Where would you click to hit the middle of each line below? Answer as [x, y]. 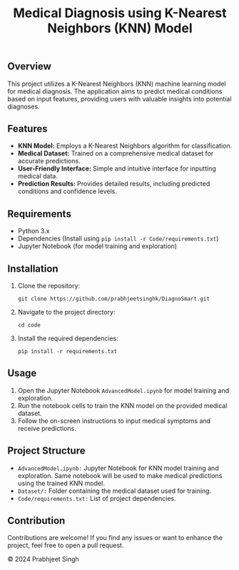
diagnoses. [24, 106]
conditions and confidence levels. [67, 191]
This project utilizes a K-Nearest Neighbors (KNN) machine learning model [117, 83]
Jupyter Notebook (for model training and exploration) [97, 246]
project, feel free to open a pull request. [66, 545]
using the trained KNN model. [61, 483]
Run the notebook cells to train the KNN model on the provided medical [122, 405]
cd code [29, 325]
